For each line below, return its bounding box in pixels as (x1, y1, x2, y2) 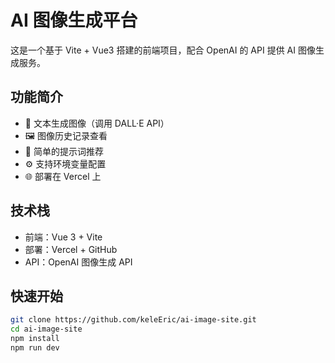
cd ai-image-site (10, 324, 83, 335)
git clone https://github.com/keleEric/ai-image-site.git (10, 315, 257, 325)
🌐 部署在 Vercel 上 (24, 170, 102, 182)
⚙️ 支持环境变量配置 (24, 157, 107, 170)
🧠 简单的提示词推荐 (24, 145, 104, 157)
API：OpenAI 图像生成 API (24, 256, 133, 268)
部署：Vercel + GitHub (24, 243, 118, 255)
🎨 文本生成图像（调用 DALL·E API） (24, 117, 170, 129)
